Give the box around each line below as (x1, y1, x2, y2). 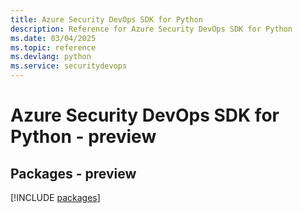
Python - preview (10, 126, 157, 148)
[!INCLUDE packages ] (10, 192, 101, 203)
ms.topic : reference (10, 42, 97, 53)
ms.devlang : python (10, 52, 92, 62)
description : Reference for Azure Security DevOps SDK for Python (10, 24, 293, 34)
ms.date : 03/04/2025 (10, 33, 97, 43)
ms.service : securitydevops (10, 61, 128, 71)
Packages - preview (10, 165, 137, 182)
